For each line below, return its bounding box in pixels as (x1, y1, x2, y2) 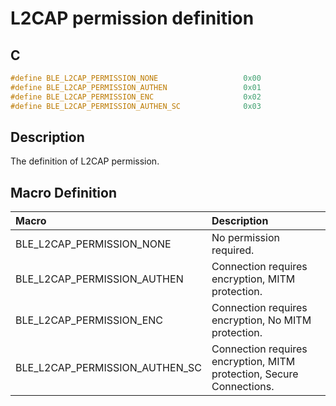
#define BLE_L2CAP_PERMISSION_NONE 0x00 (10, 73, 262, 83)
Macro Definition (10, 184, 117, 201)
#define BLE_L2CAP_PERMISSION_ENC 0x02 (10, 92, 262, 102)
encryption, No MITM (211, 313, 312, 327)
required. (211, 243, 255, 257)
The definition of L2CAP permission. (10, 155, 160, 167)
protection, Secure (211, 367, 299, 381)
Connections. (211, 380, 275, 394)
